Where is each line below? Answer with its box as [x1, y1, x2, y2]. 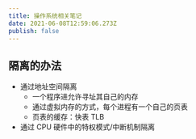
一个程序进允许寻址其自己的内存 [31, 92, 139, 102]
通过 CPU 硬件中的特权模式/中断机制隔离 [19, 122, 156, 132]
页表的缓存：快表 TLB [31, 112, 105, 122]
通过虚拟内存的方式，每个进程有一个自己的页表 [31, 102, 188, 112]
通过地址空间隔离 [19, 82, 77, 91]
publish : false [8, 27, 60, 35]
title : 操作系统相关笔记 [8, 11, 82, 20]
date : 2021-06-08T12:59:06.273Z [8, 19, 117, 27]
